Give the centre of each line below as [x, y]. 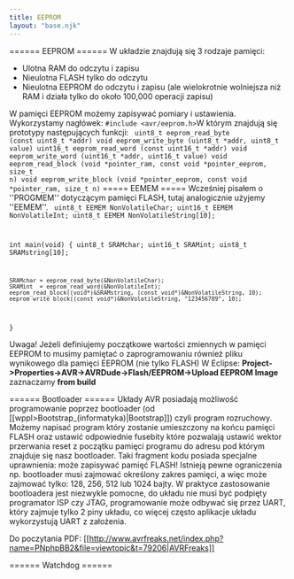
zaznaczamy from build [53, 382]
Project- [257, 363]
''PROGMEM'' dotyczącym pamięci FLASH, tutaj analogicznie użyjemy [137, 197]
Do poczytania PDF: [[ [50, 539]
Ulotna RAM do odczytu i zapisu [81, 68]
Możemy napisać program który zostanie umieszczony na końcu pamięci [142, 428]
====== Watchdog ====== [61, 565]
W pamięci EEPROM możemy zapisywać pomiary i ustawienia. [123, 113]
